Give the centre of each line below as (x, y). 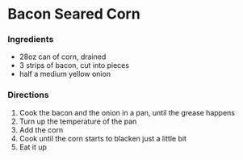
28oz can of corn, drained (63, 57)
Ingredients (31, 40)
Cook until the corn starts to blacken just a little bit (103, 138)
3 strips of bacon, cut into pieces (74, 65)
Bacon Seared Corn (74, 14)
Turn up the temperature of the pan (78, 121)
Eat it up (33, 147)
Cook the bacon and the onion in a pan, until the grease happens (127, 112)
